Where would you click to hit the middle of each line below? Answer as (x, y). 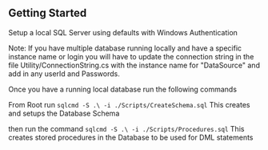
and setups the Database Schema (64, 113)
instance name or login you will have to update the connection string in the (131, 56)
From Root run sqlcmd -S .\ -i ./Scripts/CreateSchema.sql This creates (129, 104)
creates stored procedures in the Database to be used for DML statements (131, 137)
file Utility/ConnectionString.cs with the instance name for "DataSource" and (134, 65)
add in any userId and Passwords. (64, 73)
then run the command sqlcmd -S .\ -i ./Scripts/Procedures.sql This (126, 128)
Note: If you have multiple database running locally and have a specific (125, 48)
